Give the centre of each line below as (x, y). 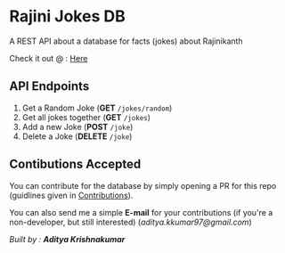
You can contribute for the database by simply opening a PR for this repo (143, 185)
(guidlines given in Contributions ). (71, 195)
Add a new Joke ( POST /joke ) (77, 126)
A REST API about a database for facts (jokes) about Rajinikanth (126, 41)
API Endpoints (49, 86)
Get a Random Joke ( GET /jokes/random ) (97, 108)
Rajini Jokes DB (68, 16)
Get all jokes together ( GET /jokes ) (86, 117)
